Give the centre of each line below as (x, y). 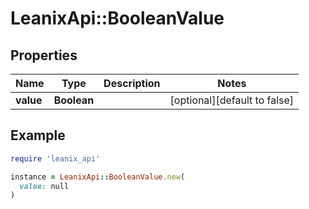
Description (132, 83)
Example (38, 135)
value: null (44, 186)
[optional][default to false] (232, 100)
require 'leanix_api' (55, 158)
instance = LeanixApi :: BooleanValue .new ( (98, 177)
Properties (44, 55)
